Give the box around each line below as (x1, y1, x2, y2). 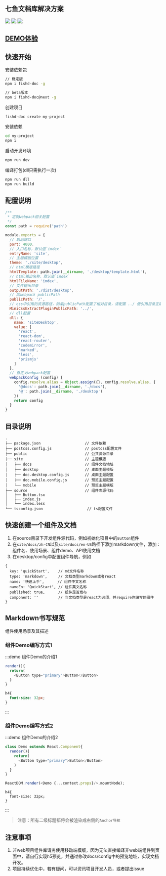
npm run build (5, 181, 35, 186)
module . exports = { (5, 233, 45, 238)
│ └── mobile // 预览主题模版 (5, 483, 114, 488)
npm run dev (5, 158, 30, 163)
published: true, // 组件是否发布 (9, 590, 87, 595)
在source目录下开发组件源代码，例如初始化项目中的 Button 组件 (12, 535, 140, 541)
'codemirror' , (18, 343, 48, 348)
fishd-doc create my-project (5, 114, 65, 119)
